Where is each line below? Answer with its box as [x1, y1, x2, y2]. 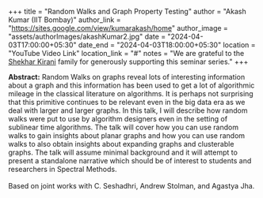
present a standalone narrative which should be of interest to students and [8, 156, 252, 165]
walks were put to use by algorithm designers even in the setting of [8, 114, 228, 123]
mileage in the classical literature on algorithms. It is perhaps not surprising [8, 89, 253, 98]
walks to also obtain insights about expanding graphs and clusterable [8, 140, 234, 148]
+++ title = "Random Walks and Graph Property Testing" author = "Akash [8, 7, 247, 16]
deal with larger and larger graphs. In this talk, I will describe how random [8, 106, 248, 115]
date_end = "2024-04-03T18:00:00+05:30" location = [78, 40, 256, 50]
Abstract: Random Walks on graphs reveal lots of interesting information [8, 73, 246, 81]
